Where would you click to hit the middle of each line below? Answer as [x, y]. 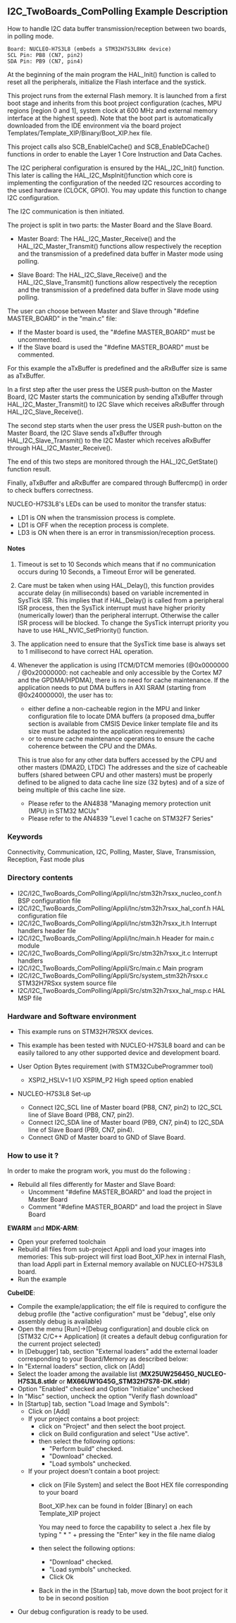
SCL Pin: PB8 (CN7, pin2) [45, 55]
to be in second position [74, 1598]
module [29, 945]
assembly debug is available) [60, 1321]
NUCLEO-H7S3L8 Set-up [54, 1093]
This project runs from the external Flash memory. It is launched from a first [117, 95]
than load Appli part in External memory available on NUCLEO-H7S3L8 [120, 1264]
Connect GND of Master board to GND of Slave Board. [107, 1137]
